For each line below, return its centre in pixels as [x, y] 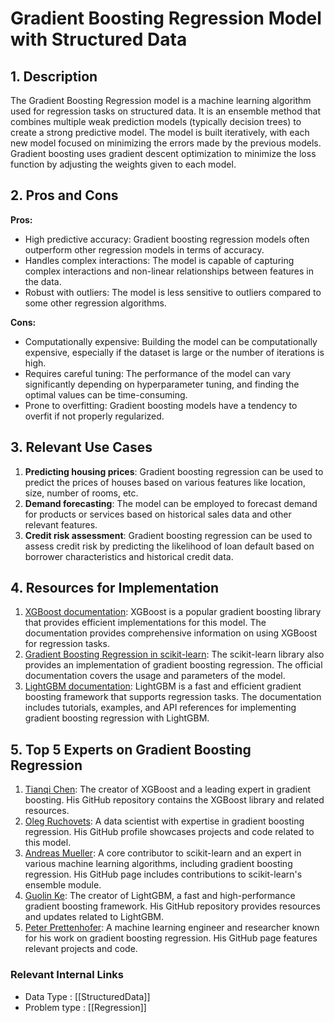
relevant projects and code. [81, 949]
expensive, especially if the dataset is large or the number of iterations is [174, 352]
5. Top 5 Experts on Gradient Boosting [131, 749]
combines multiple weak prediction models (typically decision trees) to [156, 121]
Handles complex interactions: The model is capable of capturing [159, 260]
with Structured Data [99, 39]
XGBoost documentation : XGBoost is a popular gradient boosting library [173, 612]
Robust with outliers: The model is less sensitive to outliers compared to [173, 292]
